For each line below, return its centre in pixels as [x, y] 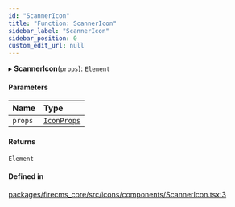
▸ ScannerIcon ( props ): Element [59, 68]
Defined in [26, 176]
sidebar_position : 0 [43, 38]
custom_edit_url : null [46, 46]
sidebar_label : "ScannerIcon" [59, 31]
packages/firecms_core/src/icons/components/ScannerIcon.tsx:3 [117, 194]
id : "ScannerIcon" [39, 16]
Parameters [28, 87]
